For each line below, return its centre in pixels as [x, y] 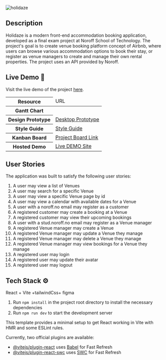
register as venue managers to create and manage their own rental [74, 56]
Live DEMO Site [73, 146]
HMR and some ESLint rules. [35, 328]
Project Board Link [77, 137]
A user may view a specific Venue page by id [59, 196]
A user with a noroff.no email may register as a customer [71, 207]
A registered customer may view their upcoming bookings [72, 218]
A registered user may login [41, 255]
